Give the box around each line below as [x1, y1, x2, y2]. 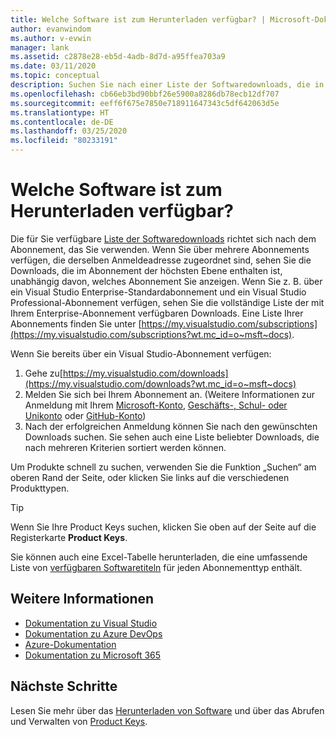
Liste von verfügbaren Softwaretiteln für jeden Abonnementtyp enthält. [10, 561, 303, 573]
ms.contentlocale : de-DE [10, 117, 114, 127]
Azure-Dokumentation [24, 638, 117, 650]
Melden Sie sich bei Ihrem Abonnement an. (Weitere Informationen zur [24, 388, 316, 400]
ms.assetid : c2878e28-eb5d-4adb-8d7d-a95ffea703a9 [10, 52, 226, 62]
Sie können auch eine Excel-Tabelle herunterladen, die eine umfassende [10, 551, 308, 563]
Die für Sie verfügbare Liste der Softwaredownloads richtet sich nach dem [10, 232, 317, 245]
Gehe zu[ [24, 367, 63, 379]
